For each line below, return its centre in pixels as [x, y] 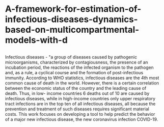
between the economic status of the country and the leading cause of [76, 88]
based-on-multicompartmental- [72, 30]
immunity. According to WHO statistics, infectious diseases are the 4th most [82, 78]
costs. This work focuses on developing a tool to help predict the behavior [80, 114]
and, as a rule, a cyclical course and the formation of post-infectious [74, 72]
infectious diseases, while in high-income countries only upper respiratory [80, 98]
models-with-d [36, 40]
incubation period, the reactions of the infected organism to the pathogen [79, 67]
